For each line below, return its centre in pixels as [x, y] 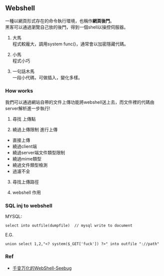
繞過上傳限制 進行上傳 [35, 130]
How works [19, 91]
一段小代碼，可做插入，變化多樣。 [47, 77]
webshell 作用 [27, 193]
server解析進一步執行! [28, 109]
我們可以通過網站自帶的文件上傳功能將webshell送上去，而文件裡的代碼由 [80, 102]
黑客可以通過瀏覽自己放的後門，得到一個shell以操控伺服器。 [67, 27]
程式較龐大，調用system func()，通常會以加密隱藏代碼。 [70, 44]
